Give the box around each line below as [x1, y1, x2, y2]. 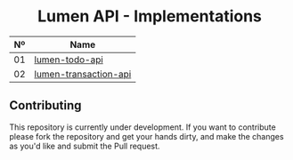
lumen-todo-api [34, 53, 104, 66]
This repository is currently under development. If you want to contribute [9, 122, 276, 132]
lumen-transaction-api [34, 68, 132, 80]
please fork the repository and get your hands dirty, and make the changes [9, 131, 284, 141]
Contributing [9, 98, 82, 113]
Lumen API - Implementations [37, 6, 263, 27]
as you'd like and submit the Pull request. [9, 140, 160, 151]
